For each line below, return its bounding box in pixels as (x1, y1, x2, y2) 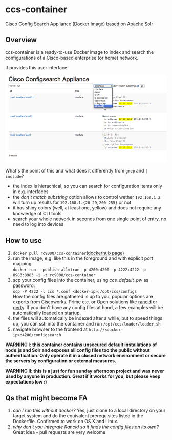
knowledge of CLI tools (12, 211, 62, 217)
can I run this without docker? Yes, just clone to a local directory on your (12, 407, 166, 413)
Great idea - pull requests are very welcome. (12, 429, 107, 435)
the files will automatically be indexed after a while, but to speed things (12, 315, 163, 321)
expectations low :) (5, 379, 47, 385)
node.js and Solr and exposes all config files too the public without (5, 347, 150, 353)
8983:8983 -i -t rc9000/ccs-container (12, 273, 96, 278)
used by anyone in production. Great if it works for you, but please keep (5, 373, 161, 379)
